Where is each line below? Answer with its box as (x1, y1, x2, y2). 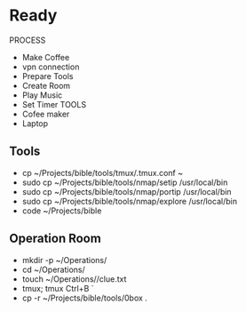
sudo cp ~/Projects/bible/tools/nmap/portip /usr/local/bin (21, 186, 233, 196)
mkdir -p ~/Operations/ (21, 254, 107, 265)
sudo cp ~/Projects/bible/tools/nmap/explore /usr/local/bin (21, 196, 238, 206)
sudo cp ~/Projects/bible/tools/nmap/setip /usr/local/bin (21, 177, 228, 188)
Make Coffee (21, 52, 70, 62)
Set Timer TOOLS (21, 99, 87, 109)
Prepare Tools (21, 70, 74, 81)
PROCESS (9, 35, 46, 45)
